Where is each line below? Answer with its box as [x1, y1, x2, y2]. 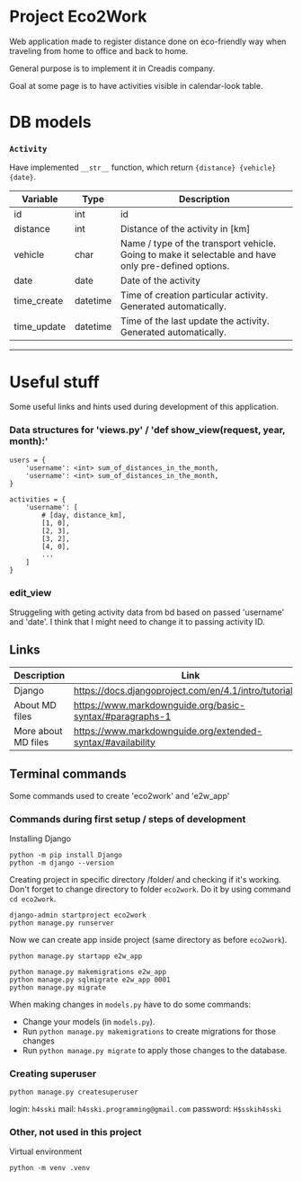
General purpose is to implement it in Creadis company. [9, 63, 216, 74]
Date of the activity [120, 274, 200, 287]
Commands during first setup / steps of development [9, 812, 246, 825]
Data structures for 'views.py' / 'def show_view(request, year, [9, 424, 286, 437]
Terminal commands [9, 767, 128, 782]
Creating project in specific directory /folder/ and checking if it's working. [9, 874, 281, 884]
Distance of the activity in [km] [120, 223, 251, 235]
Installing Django [9, 833, 72, 844]
